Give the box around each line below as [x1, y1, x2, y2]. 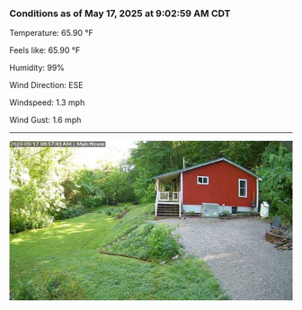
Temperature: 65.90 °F [9, 28, 93, 39]
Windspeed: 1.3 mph [9, 97, 85, 108]
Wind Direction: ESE [9, 80, 84, 91]
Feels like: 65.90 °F [9, 45, 81, 56]
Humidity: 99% [9, 62, 66, 74]
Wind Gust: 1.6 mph [9, 115, 82, 126]
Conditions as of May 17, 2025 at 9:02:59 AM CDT [9, 7, 231, 20]
